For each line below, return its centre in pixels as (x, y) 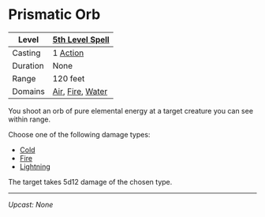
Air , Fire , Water (80, 91)
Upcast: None (31, 204)
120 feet (69, 78)
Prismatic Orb (54, 15)
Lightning (35, 166)
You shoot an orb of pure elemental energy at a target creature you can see (131, 110)
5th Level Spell (81, 39)
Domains (28, 91)
